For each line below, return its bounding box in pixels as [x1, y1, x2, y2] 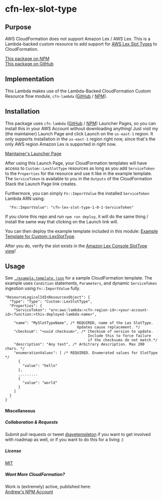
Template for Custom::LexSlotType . [5, 233, 76, 239]
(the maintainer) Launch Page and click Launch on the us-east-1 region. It [5, 130, 153, 136]
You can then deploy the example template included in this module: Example [5, 228, 158, 234]
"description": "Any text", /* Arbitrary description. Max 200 [14, 342, 145, 347]
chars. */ [5, 346, 25, 351]
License [5, 448, 22, 454]
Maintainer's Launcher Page [5, 151, 62, 156]
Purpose [5, 23, 32, 31]
